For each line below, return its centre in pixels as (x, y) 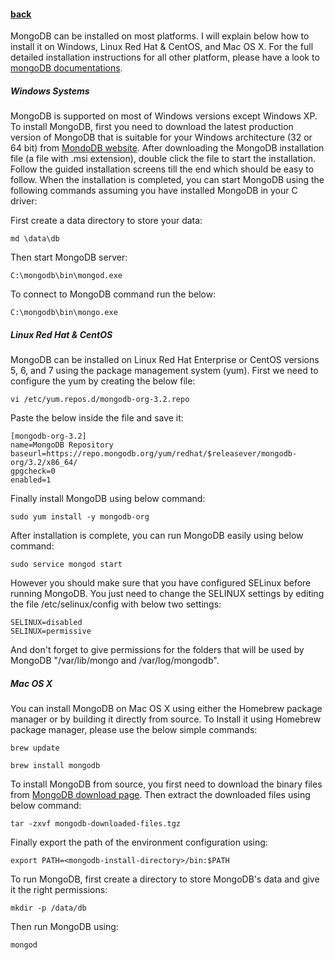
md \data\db (35, 239)
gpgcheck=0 (33, 471)
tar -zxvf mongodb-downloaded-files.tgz (96, 824)
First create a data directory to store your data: (106, 221)
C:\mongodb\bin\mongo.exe (64, 313)
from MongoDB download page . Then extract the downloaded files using (160, 795)
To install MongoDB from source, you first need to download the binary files (166, 784)
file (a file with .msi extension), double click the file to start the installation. (163, 159)
